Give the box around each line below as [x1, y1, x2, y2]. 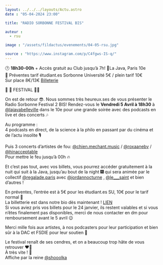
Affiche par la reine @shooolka [5, 254, 67, 260]
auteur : [5, 29, 23, 34]
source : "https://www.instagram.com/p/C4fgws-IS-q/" [5, 52, 117, 57]
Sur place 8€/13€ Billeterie [5, 77, 59, 83]
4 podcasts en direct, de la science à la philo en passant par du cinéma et [5, 126, 154, 132]
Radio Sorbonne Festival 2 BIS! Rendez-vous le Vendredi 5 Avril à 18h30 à [5, 101, 155, 107]
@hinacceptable [5, 148, 38, 154]
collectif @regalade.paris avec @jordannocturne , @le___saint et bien [5, 174, 144, 180]
